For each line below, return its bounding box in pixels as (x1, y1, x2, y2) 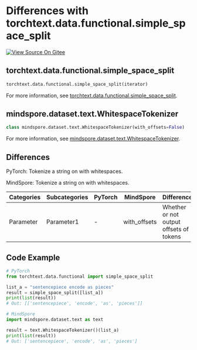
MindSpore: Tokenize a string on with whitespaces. (6, 179, 130, 186)
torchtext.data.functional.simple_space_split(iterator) (6, 81, 148, 87)
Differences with (6, 4, 89, 18)
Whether (162, 203, 186, 211)
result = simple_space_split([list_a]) (6, 289, 104, 295)
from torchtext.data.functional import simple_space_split (6, 274, 154, 279)
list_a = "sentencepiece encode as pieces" (6, 284, 114, 290)
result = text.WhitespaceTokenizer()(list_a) (6, 327, 119, 333)
